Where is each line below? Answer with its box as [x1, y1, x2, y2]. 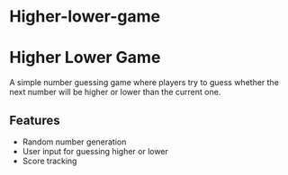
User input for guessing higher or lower [22, 145, 169, 156]
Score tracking [22, 155, 77, 166]
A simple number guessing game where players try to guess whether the [9, 77, 279, 88]
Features [9, 112, 60, 127]
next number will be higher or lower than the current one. [9, 87, 221, 98]
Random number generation [22, 136, 127, 147]
